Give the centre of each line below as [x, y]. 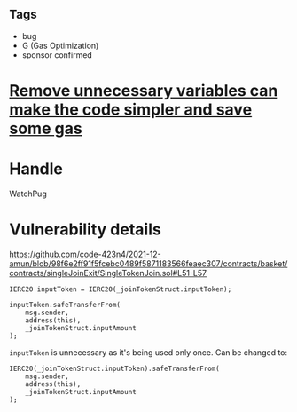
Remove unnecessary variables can [144, 91]
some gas [46, 129]
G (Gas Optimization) [60, 45]
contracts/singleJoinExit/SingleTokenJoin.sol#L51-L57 [108, 273]
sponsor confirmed [57, 55]
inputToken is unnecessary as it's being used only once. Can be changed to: [148, 352]
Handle [36, 169]
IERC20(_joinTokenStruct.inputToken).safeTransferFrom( [114, 368]
